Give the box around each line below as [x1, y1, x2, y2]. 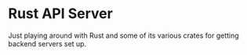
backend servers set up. [8, 38, 87, 48]
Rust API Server [8, 5, 114, 23]
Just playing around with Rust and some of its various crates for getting [8, 31, 239, 40]
